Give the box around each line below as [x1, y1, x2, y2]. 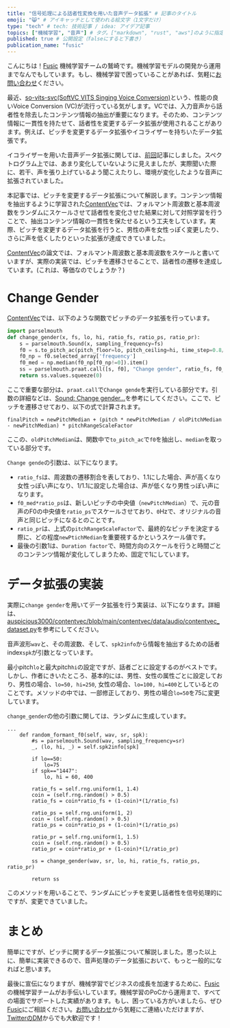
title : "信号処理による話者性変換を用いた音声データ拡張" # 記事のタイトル [7, 10, 197, 17]
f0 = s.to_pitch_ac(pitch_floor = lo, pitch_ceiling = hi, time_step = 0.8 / [19, 347, 225, 353]
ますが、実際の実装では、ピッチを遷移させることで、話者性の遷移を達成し [12, 257, 222, 265]
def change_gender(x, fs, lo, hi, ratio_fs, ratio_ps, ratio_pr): [7, 334, 201, 340]
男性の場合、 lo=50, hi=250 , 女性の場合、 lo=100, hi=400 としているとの [18, 680, 219, 688]
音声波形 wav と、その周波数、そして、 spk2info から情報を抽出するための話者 [7, 640, 220, 648]
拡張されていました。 [7, 176, 67, 185]
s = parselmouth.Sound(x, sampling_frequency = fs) [19, 340, 164, 347]
